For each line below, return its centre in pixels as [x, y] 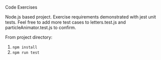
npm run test [26, 52]
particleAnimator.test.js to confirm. [41, 27]
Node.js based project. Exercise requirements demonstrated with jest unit [80, 17]
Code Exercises [21, 7]
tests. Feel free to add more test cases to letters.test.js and [66, 22]
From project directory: [29, 37]
